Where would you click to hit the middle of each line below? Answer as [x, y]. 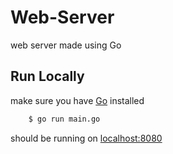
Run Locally [47, 76]
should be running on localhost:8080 [86, 138]
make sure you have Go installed [77, 100]
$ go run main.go [64, 119]
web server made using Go [66, 45]
